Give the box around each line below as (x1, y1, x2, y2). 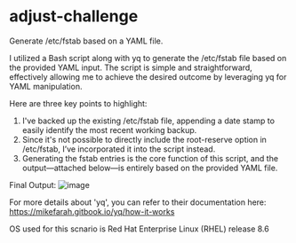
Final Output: (9, 179, 57, 190)
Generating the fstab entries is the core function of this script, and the (21, 153, 278, 163)
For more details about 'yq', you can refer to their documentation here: (9, 197, 267, 208)
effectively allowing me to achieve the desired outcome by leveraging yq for (9, 71, 287, 82)
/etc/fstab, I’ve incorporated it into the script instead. (21, 144, 216, 154)
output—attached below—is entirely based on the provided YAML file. (21, 162, 278, 173)
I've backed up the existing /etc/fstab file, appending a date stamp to (21, 115, 276, 126)
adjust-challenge (9, 6, 139, 27)
